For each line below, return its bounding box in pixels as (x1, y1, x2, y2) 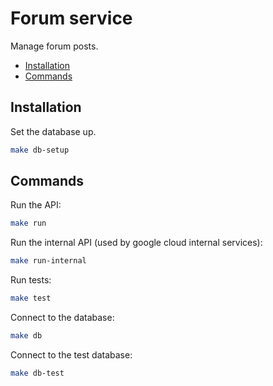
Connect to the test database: (10, 348, 133, 361)
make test (10, 293, 52, 304)
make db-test (10, 368, 65, 378)
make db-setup (10, 145, 70, 155)
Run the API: (10, 199, 62, 211)
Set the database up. (10, 125, 97, 137)
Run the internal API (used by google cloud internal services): (10, 237, 263, 249)
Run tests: (10, 274, 52, 286)
